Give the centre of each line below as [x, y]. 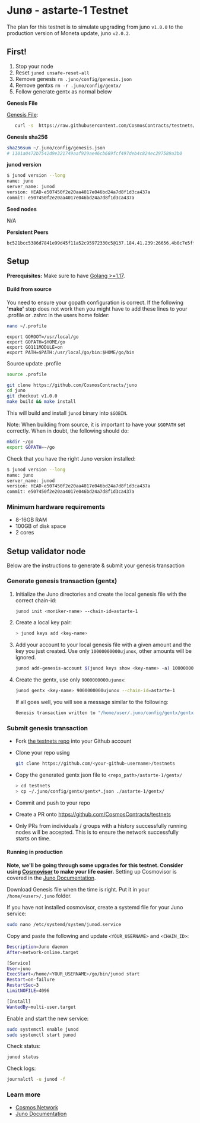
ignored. [26, 658]
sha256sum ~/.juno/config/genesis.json [56, 148]
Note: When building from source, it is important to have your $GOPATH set [96, 425]
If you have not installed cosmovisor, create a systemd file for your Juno [95, 908]
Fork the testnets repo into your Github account [73, 741]
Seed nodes [22, 209]
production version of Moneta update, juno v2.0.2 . [69, 33]
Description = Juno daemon [37, 947]
